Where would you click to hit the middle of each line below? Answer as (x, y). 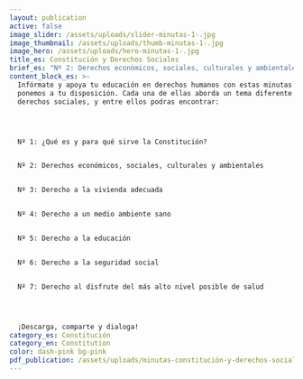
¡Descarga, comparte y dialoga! (78, 327)
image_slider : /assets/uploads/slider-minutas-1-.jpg (113, 34)
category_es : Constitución (60, 335)
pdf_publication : (42, 361)
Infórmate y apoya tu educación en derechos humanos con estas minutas (155, 85)
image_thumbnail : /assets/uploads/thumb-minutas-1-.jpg (116, 43)
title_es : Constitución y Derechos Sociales (94, 60)
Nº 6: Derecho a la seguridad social (88, 263)
